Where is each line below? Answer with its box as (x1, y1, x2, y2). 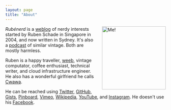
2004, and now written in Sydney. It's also (5, 36, 94, 43)
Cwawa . (5, 79, 22, 85)
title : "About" (5, 12, 38, 17)
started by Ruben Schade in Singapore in (5, 31, 92, 37)
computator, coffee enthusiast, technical (5, 63, 90, 69)
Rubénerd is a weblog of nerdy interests (5, 26, 89, 32)
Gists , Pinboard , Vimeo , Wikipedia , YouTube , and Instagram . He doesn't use (5, 94, 164, 100)
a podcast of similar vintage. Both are (5, 42, 84, 48)
